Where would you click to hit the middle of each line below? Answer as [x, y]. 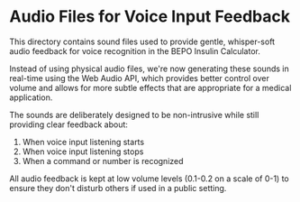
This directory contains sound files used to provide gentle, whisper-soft [142, 41]
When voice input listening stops [83, 151]
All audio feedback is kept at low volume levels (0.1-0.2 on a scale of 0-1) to [150, 179]
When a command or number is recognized [103, 161]
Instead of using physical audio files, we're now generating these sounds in [150, 69]
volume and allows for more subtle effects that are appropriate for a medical [150, 87]
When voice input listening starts [83, 142]
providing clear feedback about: [69, 124]
